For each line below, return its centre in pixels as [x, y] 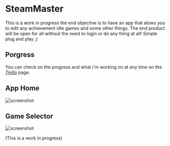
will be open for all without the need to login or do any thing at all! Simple [81, 33]
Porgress [20, 55]
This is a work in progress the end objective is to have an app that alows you [85, 23]
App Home [22, 88]
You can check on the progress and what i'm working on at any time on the [84, 67]
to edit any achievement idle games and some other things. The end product [85, 28]
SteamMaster [35, 9]
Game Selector [29, 116]
